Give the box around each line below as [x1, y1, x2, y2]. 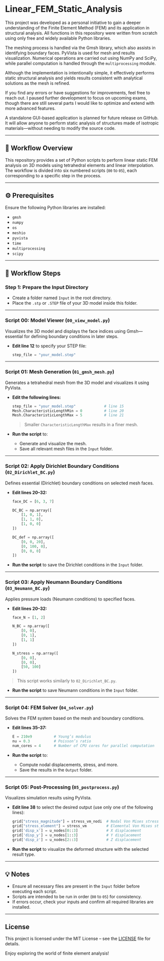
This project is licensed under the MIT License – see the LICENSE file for [5, 936, 151, 941]
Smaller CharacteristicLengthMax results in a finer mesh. [24, 422, 138, 428]
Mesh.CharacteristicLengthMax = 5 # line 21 [12, 413, 124, 418]
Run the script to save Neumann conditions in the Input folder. [12, 687, 139, 694]
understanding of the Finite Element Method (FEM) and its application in [5, 24, 150, 30]
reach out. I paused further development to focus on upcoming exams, [5, 95, 147, 101]
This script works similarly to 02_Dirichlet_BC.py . [17, 678, 117, 684]
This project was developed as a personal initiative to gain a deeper [5, 20, 141, 25]
